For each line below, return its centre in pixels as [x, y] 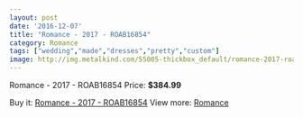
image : [22, 59]
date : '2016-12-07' [46, 26]
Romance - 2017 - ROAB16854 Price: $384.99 [96, 85]
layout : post [34, 18]
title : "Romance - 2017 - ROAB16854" [80, 34]
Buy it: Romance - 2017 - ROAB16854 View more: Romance [119, 103]
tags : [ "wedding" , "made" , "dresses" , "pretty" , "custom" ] [115, 51]
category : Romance [44, 43]
